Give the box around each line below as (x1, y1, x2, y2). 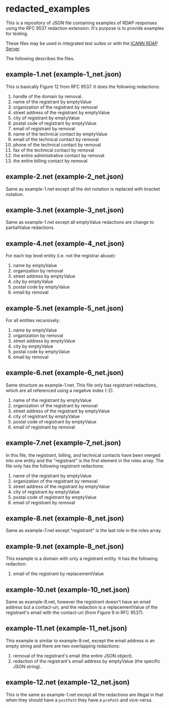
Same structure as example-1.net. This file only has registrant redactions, (6, 382, 157, 388)
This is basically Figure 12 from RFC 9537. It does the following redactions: (6, 83, 160, 89)
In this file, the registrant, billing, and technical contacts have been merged (6, 452, 160, 458)
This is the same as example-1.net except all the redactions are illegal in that (6, 691, 163, 697)
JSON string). (13, 663, 42, 670)
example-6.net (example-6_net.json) (6, 368, 124, 377)
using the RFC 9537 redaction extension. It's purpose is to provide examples (6, 25, 164, 31)
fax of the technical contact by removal (13, 147, 95, 153)
